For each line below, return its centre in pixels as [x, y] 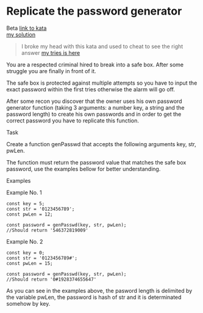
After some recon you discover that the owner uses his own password [94, 101]
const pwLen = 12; [30, 214]
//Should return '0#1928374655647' [52, 279]
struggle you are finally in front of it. [51, 71]
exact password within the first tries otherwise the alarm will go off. [91, 89]
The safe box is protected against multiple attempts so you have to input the [102, 83]
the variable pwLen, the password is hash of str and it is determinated [94, 297]
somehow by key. [28, 303]
